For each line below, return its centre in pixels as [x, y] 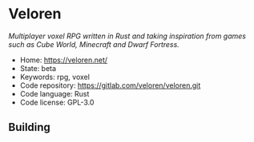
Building [29, 127]
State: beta [38, 68]
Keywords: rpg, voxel [55, 77]
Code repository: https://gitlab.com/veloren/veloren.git [110, 85]
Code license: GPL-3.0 [57, 102]
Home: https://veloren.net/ [64, 60]
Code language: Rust [54, 93]
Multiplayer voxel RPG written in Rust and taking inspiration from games [127, 36]
